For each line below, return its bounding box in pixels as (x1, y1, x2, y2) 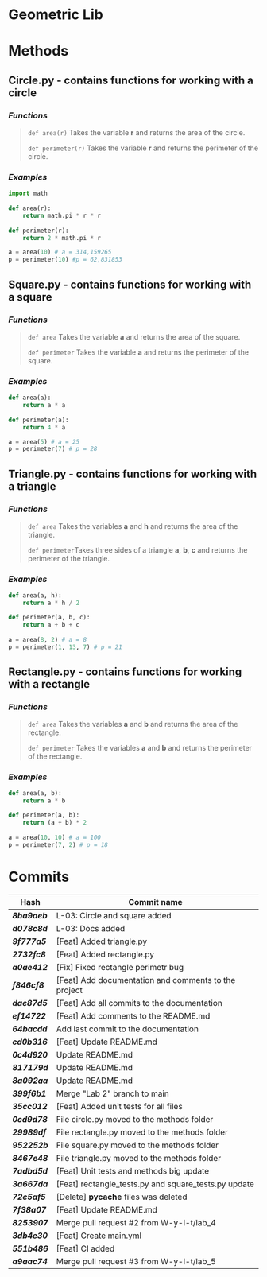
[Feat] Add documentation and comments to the (56, 974, 236, 985)
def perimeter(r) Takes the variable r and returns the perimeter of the (27, 143, 259, 153)
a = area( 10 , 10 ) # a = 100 (8, 833, 102, 841)
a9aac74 (12, 1256, 48, 1267)
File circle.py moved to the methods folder (56, 1113, 214, 1124)
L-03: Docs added (56, 922, 126, 933)
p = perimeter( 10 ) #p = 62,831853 (8, 256, 123, 264)
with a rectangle (8, 677, 90, 691)
